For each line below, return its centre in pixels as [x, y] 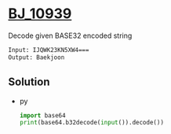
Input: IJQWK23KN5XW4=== [49, 50]
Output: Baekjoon [36, 57]
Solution [29, 82]
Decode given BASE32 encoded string [70, 35]
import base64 [42, 115]
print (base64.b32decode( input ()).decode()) [92, 123]
